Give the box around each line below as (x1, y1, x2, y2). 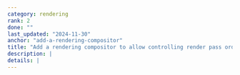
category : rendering (7, 10, 69, 18)
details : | (7, 57, 40, 64)
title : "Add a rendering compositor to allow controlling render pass (7, 44, 222, 51)
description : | (7, 51, 53, 58)
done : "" (7, 24, 34, 31)
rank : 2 (7, 17, 31, 24)
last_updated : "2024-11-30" (7, 30, 91, 38)
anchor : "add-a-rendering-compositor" (7, 37, 123, 44)
